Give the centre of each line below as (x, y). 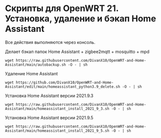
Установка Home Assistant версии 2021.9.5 (49, 117)
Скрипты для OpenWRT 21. (62, 8)
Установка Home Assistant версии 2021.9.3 (49, 96)
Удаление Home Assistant (32, 73)
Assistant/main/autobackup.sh (36, 65)
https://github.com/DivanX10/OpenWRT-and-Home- (65, 83)
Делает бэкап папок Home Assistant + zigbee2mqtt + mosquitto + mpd (77, 52)
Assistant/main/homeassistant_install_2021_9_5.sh (57, 131)
